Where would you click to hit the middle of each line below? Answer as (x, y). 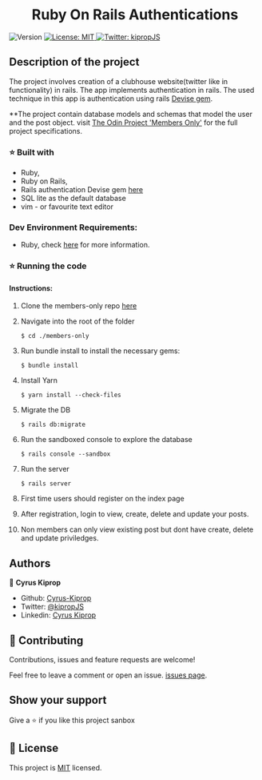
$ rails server (46, 484)
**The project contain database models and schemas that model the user (131, 114)
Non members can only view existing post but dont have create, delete (137, 529)
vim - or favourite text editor (67, 207)
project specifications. (46, 131)
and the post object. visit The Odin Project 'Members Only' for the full (123, 123)
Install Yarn (39, 380)
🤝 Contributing (46, 640)
